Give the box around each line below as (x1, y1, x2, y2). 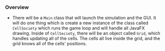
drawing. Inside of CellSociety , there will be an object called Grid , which (12, 31, 161, 36)
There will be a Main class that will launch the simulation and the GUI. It (12, 15, 157, 21)
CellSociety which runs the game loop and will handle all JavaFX (12, 25, 145, 31)
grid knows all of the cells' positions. (12, 41, 87, 47)
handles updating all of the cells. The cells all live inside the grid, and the (12, 35, 161, 41)
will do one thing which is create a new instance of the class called (12, 20, 149, 26)
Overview (5, 4, 29, 11)
